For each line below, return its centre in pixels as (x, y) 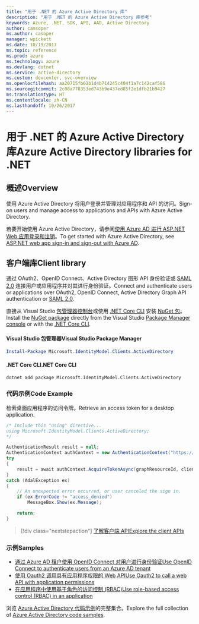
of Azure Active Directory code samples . (56, 615)
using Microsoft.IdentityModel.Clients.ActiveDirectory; (78, 431)
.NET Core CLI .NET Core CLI (41, 365)
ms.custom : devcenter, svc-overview (51, 78)
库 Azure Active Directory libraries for (99, 152)
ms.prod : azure (25, 56)
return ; (26, 513)
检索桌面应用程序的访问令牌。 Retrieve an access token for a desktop (90, 408)
